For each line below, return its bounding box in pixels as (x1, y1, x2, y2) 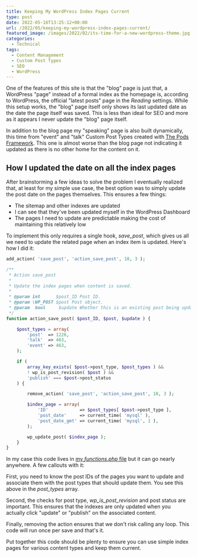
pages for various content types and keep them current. (6, 545, 142, 552)
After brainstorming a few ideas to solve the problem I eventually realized (6, 178, 183, 185)
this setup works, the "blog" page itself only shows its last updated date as (6, 103, 187, 110)
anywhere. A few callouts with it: (6, 461, 85, 469)
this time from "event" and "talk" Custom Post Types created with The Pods (6, 133, 189, 141)
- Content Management (11, 52, 64, 58)
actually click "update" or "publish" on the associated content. (6, 510, 157, 517)
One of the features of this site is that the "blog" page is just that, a (6, 84, 168, 91)
